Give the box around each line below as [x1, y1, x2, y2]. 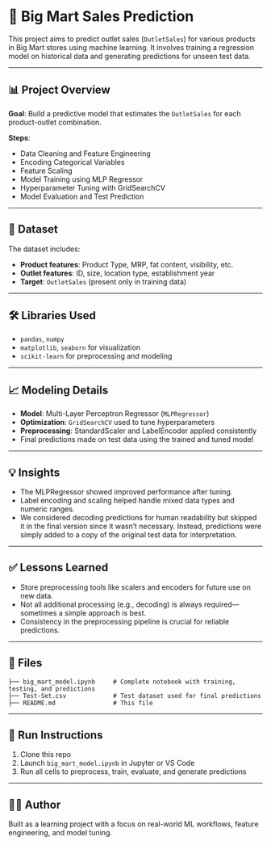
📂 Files [8, 656, 43, 670]
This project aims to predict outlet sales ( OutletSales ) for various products [8, 34, 256, 44]
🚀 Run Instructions [8, 729, 103, 742]
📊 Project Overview [8, 83, 110, 97]
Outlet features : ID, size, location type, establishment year [19, 268, 215, 278]
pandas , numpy [19, 334, 65, 344]
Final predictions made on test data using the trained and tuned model [19, 435, 254, 444]
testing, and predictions [8, 684, 95, 693]
